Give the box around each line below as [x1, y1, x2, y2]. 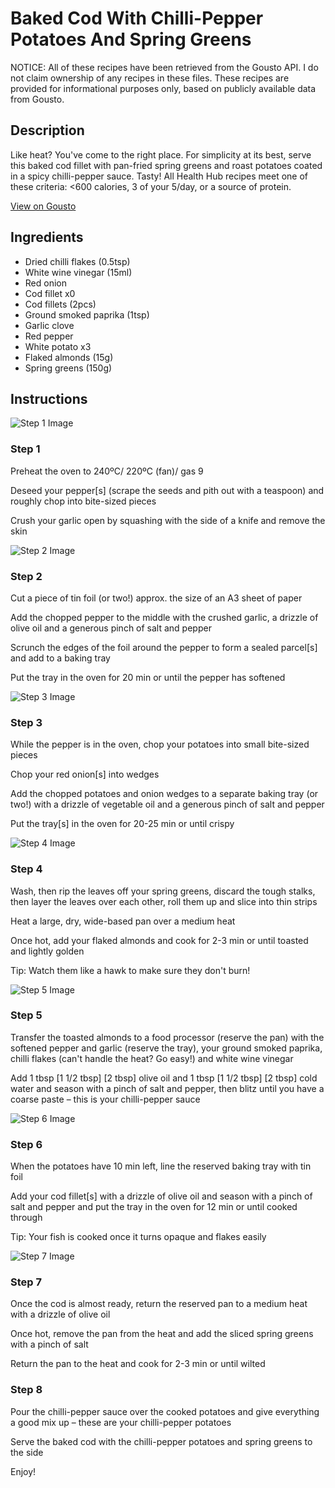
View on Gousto [10, 200, 77, 212]
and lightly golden [10, 945, 85, 957]
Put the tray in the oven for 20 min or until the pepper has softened [10, 671, 286, 683]
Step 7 [10, 1275, 42, 1289]
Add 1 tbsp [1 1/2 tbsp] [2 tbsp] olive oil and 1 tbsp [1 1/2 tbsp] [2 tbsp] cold [10, 1072, 318, 1084]
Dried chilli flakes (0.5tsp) [24, 255, 131, 267]
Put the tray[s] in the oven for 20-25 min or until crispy [10, 818, 235, 830]
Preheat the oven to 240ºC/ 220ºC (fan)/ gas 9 [10, 465, 204, 477]
